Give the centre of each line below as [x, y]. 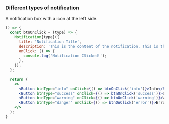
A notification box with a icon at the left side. [51, 19]
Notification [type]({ [37, 37]
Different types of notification [42, 8]
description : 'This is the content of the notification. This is [88, 46]
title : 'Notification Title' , [50, 42]
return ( [19, 79]
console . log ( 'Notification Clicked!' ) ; [65, 56]
